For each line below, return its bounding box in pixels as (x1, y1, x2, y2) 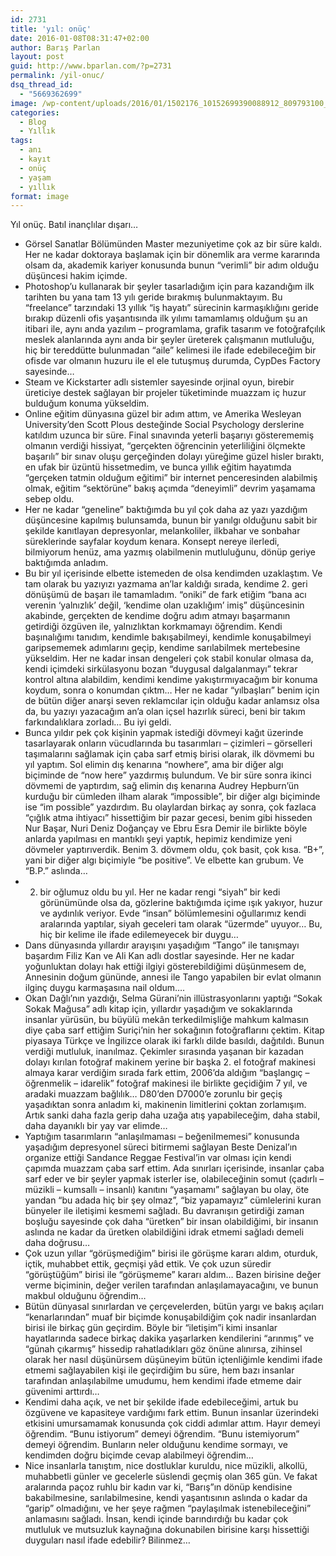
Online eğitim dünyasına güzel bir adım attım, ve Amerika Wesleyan (24, 408, 302, 420)
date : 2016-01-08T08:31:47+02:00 (10, 33, 150, 43)
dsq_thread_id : (10, 80, 74, 90)
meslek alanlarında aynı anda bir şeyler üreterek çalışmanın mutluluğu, (24, 334, 315, 346)
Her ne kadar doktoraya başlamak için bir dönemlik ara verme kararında (24, 249, 321, 261)
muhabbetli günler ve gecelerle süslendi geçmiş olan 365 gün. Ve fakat (24, 1471, 318, 1483)
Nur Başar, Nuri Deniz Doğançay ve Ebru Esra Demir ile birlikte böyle (24, 822, 308, 835)
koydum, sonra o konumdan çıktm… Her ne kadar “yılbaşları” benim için (24, 684, 320, 696)
